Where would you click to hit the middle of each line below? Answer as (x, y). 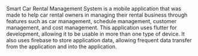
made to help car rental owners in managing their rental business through (97, 15)
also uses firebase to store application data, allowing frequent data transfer (99, 40)
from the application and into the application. (61, 46)
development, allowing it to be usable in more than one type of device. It (95, 34)
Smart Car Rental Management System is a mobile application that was (94, 9)
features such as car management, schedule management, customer (91, 21)
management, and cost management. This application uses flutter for (91, 27)
